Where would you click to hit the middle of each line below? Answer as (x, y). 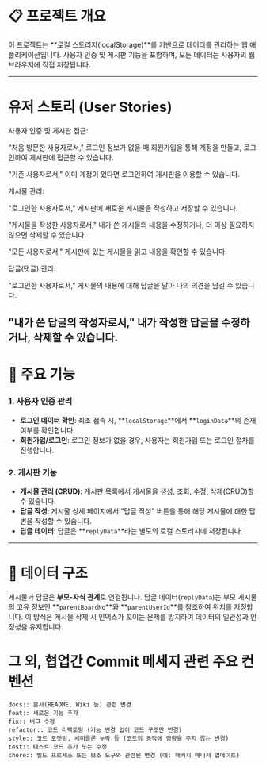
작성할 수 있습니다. (63, 522)
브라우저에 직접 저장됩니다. (49, 64)
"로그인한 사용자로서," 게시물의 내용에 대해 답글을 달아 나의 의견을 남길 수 (121, 285)
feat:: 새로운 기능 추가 (44, 713)
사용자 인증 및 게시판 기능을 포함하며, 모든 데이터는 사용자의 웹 (159, 54)
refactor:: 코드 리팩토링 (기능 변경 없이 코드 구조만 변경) (95, 730)
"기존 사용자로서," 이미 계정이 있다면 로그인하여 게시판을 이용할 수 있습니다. (124, 174)
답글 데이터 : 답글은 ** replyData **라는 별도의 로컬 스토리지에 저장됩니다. (131, 531)
